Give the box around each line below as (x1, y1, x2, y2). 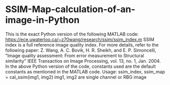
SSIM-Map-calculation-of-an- (5, 4, 136, 15)
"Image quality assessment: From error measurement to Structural (5, 52, 144, 59)
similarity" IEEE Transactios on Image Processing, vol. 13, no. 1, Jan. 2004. (5, 58, 161, 64)
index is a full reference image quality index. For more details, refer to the (5, 41, 159, 48)
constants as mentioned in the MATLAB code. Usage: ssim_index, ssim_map (5, 68, 165, 74)
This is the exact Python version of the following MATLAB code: (5, 31, 139, 37)
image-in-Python (5, 14, 80, 26)
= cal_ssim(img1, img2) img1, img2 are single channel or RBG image (5, 74, 147, 80)
